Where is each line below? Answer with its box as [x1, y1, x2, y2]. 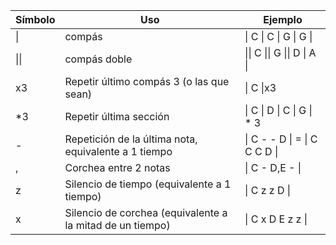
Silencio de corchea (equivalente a [64, 206, 228, 219]
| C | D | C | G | [244, 104, 313, 117]
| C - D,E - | [244, 161, 302, 174]
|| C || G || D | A [244, 46, 317, 59]
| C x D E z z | [244, 212, 308, 226]
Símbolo [15, 13, 56, 26]
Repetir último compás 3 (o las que [64, 75, 230, 88]
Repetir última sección [64, 110, 170, 123]
